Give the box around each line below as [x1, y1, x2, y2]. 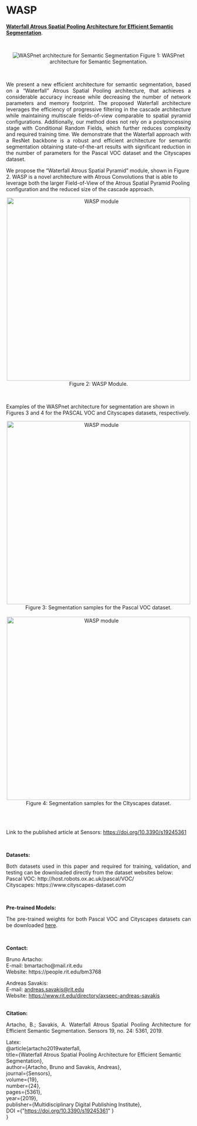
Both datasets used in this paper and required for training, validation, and [6, 863, 191, 870]
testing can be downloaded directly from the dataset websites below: [6, 869, 174, 876]
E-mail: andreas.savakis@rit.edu [6, 986, 84, 993]
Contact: [6, 944, 28, 951]
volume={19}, [6, 1076, 39, 1083]
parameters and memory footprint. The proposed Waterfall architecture [6, 99, 191, 106]
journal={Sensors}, [6, 1070, 52, 1077]
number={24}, [6, 1082, 41, 1089]
